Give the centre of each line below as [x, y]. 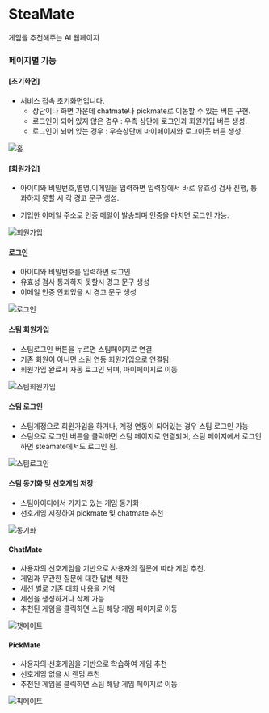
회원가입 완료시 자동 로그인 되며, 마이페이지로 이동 [99, 369]
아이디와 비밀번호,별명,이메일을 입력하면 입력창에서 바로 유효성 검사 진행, [134, 188]
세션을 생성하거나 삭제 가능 [62, 599]
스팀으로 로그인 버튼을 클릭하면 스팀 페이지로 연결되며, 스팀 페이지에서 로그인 [141, 436]
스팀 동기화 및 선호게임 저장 [51, 483]
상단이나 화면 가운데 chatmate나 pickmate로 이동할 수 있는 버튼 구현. [141, 111]
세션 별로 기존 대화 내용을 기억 [67, 588]
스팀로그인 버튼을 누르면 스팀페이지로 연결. [87, 349]
